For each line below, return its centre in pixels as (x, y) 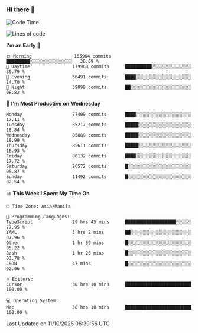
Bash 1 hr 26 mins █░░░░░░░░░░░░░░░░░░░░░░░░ (99, 253)
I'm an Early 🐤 (23, 45)
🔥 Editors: (20, 279)
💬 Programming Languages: (38, 217)
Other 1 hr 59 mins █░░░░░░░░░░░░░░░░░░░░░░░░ (99, 243)
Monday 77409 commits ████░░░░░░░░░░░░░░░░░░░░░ (99, 115)
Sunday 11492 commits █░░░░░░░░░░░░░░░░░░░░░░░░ (99, 177)
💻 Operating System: (33, 301)
